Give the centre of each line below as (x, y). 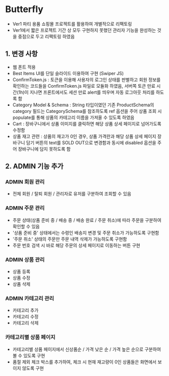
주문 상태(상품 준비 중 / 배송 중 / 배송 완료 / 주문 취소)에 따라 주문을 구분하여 (87, 220)
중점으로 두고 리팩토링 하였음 (46, 36)
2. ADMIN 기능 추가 (35, 167)
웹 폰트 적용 (24, 67)
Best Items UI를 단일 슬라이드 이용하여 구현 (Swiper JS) (68, 73)
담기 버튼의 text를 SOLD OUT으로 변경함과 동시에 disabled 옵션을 (91, 143)
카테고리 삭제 (25, 323)
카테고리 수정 (25, 317)
